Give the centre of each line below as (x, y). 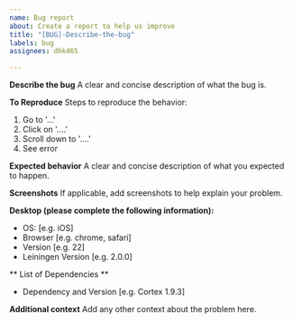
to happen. (29, 176)
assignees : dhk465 (44, 51)
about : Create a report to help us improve (92, 26)
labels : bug (32, 43)
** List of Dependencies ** (59, 274)
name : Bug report (42, 18)
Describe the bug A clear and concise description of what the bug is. (138, 85)
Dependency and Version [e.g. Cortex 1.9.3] (104, 292)
